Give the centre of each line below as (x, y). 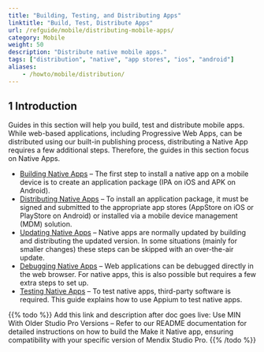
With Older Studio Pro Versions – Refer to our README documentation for (127, 324)
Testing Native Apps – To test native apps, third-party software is (125, 291)
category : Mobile (37, 37)
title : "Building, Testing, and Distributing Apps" (95, 15)
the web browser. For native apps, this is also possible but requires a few (138, 275)
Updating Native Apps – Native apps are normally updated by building (133, 233)
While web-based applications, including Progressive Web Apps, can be (125, 133)
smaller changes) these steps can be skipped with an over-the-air (126, 249)
